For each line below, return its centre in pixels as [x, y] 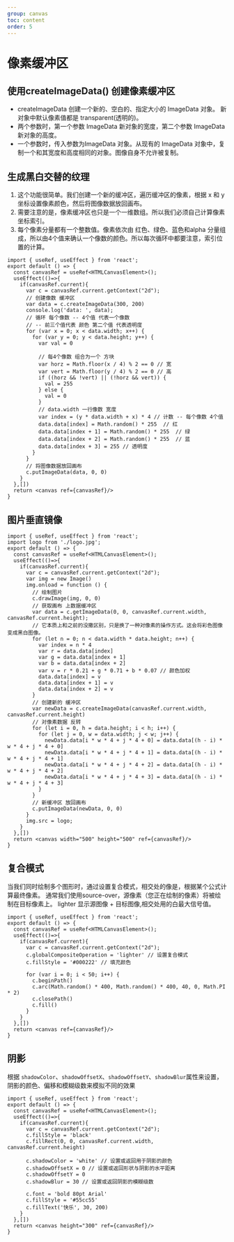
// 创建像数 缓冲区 [50, 298]
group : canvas [28, 14]
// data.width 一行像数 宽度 [77, 410]
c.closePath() [53, 999]
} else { [51, 390]
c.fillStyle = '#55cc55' [62, 1200]
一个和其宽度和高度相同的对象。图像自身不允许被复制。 [103, 153]
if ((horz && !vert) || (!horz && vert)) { [102, 378]
